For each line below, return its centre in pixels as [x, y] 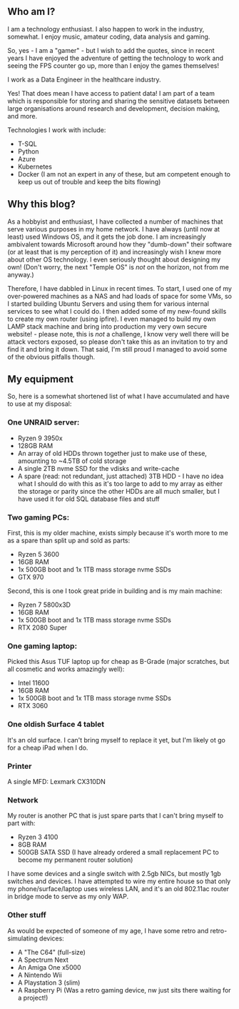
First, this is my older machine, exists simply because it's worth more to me [118, 533]
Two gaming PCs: [39, 517]
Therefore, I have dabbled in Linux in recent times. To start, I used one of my [119, 288]
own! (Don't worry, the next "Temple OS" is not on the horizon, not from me [118, 267]
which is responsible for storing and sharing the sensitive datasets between [118, 101]
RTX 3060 [33, 706]
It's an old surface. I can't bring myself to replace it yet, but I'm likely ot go [117, 740]
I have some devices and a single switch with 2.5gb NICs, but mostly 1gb [114, 874]
